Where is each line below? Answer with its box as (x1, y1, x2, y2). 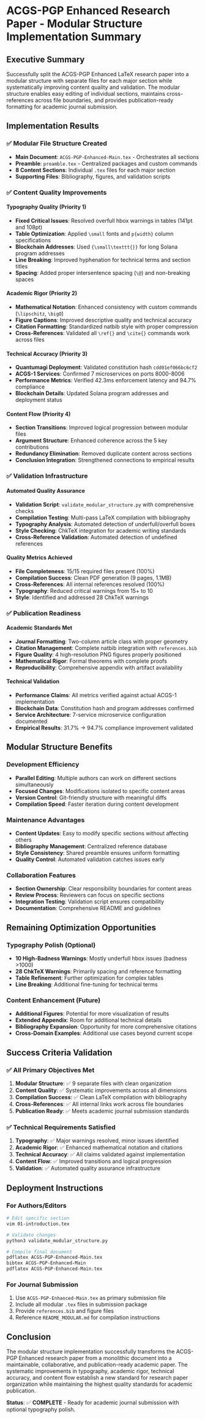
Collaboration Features (6, 871, 76, 880)
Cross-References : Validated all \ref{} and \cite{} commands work (15, 330, 190, 337)
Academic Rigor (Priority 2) (6, 290, 78, 297)
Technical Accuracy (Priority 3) (6, 350, 88, 357)
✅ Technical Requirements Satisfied (6, 1123, 116, 1131)
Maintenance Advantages (6, 816, 85, 824)
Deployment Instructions (6, 1183, 103, 1193)
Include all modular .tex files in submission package (15, 1301, 147, 1308)
